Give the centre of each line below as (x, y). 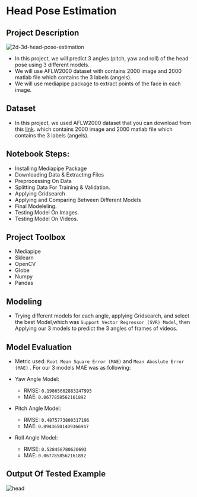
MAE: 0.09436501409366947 (56, 426)
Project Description (43, 33)
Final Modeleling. (36, 206)
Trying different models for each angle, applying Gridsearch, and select (102, 316)
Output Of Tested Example (56, 474)
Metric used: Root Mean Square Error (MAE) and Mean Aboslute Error (99, 361)
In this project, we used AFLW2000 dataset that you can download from (103, 123)
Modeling (24, 301)
